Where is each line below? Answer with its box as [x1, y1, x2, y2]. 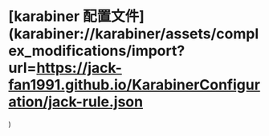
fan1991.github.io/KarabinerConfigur [8, 76, 261, 94]
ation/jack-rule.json [8, 93, 143, 111]
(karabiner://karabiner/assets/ [8, 25, 217, 43]
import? [131, 42, 185, 60]
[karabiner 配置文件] [8, 7, 145, 26]
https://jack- [35, 59, 122, 77]
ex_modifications [8, 42, 127, 60]
